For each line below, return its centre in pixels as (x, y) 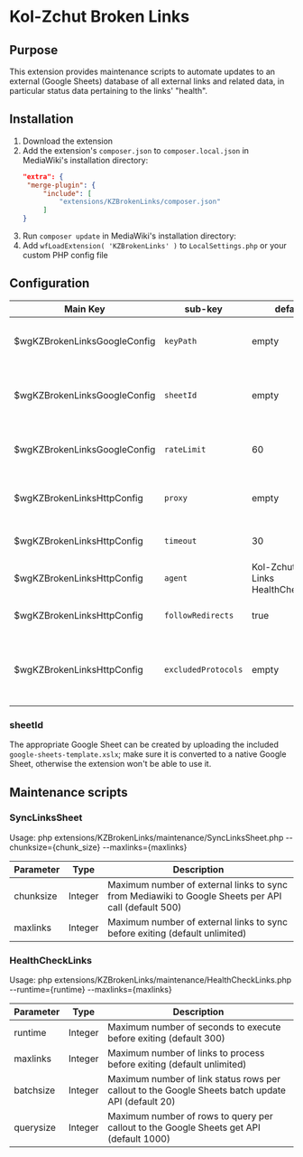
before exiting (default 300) (166, 1039)
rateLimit (185, 449)
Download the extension (68, 141)
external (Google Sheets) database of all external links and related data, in (147, 81)
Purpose (34, 50)
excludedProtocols (203, 669)
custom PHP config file (65, 256)
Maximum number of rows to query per (190, 1116)
